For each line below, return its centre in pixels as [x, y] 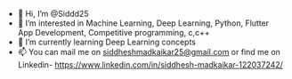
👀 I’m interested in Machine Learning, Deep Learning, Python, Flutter [143, 23]
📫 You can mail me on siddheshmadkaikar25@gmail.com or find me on [149, 52]
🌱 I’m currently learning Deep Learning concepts [107, 42]
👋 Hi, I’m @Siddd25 [53, 14]
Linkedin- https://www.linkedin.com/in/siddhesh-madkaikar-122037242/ [150, 65]
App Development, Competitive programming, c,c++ [114, 32]
